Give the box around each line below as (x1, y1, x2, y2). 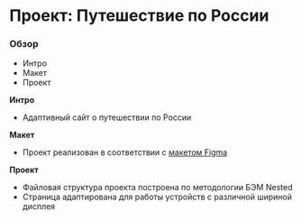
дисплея (22, 201, 56, 212)
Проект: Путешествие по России (9, 5, 270, 26)
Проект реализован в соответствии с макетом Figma (22, 147, 228, 158)
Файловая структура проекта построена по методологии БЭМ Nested (22, 182, 293, 193)
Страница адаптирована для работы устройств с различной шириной (22, 191, 293, 203)
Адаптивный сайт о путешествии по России (22, 112, 192, 123)
